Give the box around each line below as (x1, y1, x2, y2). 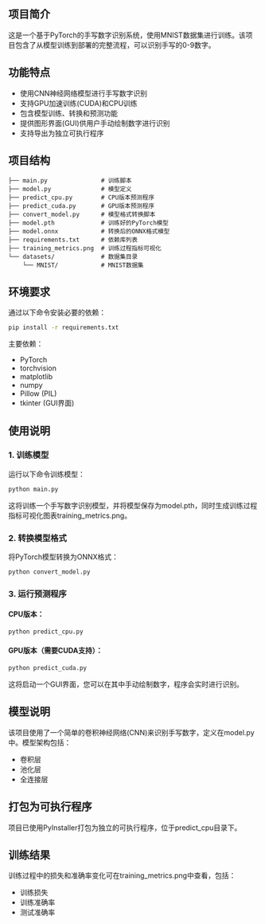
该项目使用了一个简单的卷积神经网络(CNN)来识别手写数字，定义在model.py (8, 727, 255, 737)
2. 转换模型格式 (8, 532, 68, 543)
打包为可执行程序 (8, 800, 92, 814)
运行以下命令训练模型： (8, 469, 85, 479)
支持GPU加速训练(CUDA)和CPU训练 (19, 98, 138, 108)
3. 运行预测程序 (8, 588, 68, 599)
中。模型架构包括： (8, 738, 72, 747)
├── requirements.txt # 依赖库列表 (8, 236, 138, 245)
